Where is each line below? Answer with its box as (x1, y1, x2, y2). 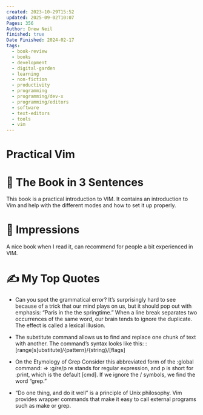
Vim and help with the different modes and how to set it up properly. (6, 202, 177, 209)
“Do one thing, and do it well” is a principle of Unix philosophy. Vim (15, 389, 182, 397)
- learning (12, 71, 39, 77)
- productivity (12, 82, 50, 88)
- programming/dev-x (12, 93, 64, 99)
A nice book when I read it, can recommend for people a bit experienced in (6, 243, 193, 250)
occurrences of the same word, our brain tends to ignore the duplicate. (15, 316, 193, 323)
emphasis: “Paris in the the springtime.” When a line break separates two (15, 309, 198, 316)
